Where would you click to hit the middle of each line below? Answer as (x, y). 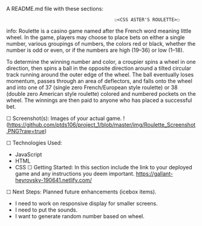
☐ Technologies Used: (34, 143)
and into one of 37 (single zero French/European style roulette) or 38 (92, 87)
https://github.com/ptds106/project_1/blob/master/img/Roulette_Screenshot (102, 125)
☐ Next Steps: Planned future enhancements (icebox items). (81, 192)
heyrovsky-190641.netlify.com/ (54, 180)
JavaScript (28, 154)
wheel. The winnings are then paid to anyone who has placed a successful (99, 100)
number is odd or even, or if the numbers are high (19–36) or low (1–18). (95, 50)
